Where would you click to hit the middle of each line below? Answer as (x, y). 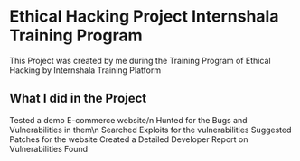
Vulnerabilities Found (49, 148)
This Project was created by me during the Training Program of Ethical (140, 60)
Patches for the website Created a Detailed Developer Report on (129, 139)
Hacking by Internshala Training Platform (85, 70)
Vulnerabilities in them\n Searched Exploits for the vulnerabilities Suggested (150, 130)
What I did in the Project (78, 98)
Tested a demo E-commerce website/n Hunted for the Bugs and (128, 120)
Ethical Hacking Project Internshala (144, 17)
